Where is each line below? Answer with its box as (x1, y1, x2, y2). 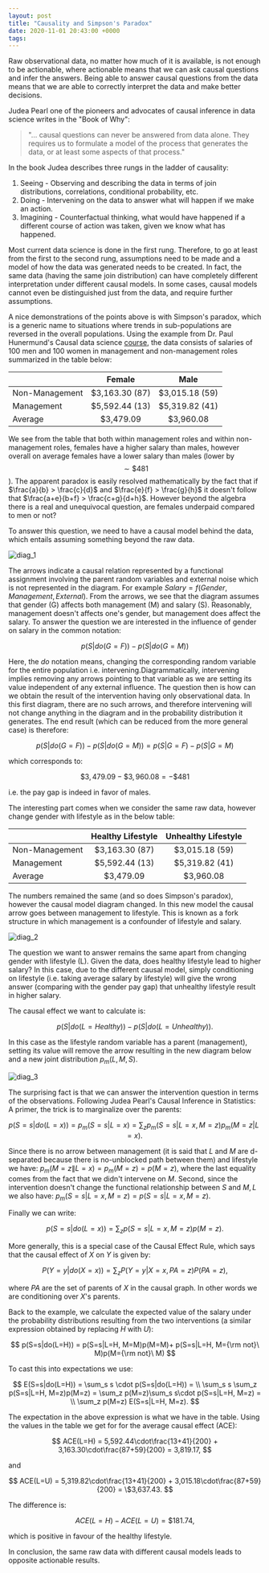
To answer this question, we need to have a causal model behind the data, (8, 526, 255, 536)
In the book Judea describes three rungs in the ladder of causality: (8, 162, 229, 173)
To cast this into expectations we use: (8, 1364, 134, 1374)
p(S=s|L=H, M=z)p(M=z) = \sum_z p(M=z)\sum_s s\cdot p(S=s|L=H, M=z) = (8, 1388, 262, 1398)
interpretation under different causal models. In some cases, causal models (8, 279, 258, 290)
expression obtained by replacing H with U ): (8, 1325, 154, 1334)
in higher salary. (8, 991, 62, 1000)
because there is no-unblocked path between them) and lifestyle (43, 1155, 259, 1164)
